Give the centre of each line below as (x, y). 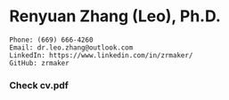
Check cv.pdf (39, 85)
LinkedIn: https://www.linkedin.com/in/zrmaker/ (101, 55)
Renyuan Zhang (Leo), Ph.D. (115, 16)
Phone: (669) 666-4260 (51, 40)
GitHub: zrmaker (39, 63)
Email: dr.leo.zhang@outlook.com (71, 47)
